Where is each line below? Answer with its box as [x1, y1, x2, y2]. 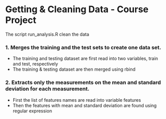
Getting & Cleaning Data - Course [5, 4, 149, 15]
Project [5, 14, 37, 26]
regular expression [12, 108, 52, 114]
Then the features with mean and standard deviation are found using [12, 102, 157, 108]
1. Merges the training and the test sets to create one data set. [5, 44, 161, 51]
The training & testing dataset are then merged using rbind [12, 66, 136, 72]
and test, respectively [12, 61, 59, 67]
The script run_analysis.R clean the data [5, 31, 90, 37]
